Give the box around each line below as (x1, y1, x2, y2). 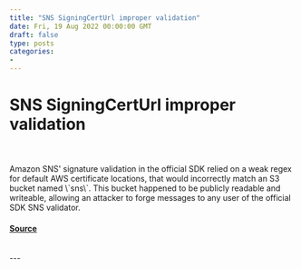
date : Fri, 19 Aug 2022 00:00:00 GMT (9, 22, 152, 31)
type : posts (9, 38, 54, 48)
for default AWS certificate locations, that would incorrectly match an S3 (9, 173, 280, 184)
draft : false (9, 30, 59, 39)
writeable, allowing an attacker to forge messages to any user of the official (9, 192, 292, 203)
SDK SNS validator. (9, 202, 82, 213)
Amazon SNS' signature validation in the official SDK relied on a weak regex (9, 163, 292, 174)
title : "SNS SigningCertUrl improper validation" (9, 13, 201, 23)
